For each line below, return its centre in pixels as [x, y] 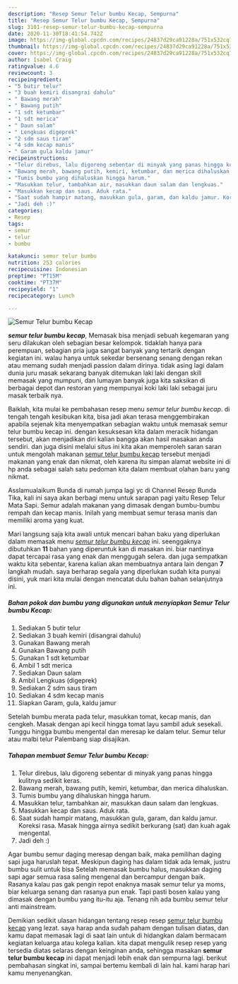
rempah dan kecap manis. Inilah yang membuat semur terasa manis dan [113, 513]
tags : [16, 224]
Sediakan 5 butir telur [49, 628]
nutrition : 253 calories [44, 263]
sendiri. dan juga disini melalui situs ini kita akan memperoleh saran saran [115, 447]
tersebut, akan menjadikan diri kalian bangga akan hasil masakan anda [111, 439]
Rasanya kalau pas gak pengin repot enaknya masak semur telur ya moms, [117, 884]
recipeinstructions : [38, 158]
